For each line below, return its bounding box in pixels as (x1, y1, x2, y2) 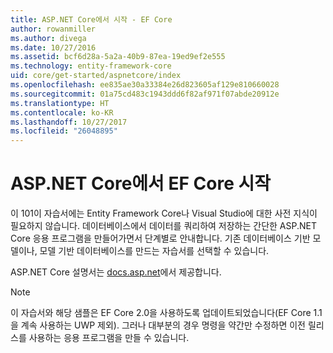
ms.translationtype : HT (10, 98, 110, 108)
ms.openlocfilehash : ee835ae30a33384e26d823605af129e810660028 (10, 80, 280, 90)
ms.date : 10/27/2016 (10, 42, 97, 53)
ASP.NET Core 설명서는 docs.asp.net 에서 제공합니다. (10, 266, 222, 278)
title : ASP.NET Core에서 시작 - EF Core (10, 14, 173, 25)
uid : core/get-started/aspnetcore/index (10, 71, 182, 81)
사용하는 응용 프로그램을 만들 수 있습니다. (28, 332, 190, 344)
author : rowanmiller (10, 24, 97, 34)
